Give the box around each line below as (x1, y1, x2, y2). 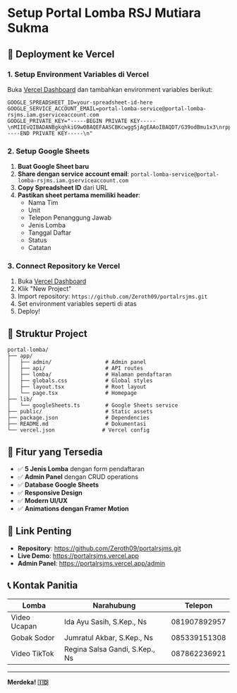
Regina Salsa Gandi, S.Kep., (64, 644, 155, 654)
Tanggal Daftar (28, 228, 72, 237)
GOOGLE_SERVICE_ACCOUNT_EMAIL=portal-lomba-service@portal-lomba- (7, 105, 207, 112)
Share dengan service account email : (17, 170, 129, 178)
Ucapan (11, 621, 37, 631)
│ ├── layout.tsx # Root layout (7, 384, 147, 391)
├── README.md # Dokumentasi (7, 420, 147, 428)
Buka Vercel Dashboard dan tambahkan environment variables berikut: (7, 85, 213, 93)
